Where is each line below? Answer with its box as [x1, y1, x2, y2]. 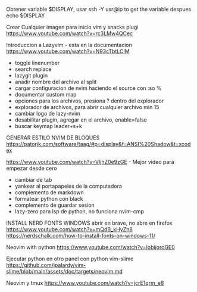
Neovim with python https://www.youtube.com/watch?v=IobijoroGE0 [6, 244, 176, 250]
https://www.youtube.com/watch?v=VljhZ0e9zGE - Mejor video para [6, 159, 174, 165]
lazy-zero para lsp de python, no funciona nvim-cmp [14, 208, 145, 215]
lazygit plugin [14, 72, 48, 79]
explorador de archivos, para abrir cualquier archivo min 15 [14, 104, 160, 110]
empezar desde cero [6, 164, 58, 172]
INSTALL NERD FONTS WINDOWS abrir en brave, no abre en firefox [6, 219, 173, 226]
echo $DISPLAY [6, 12, 45, 19]
